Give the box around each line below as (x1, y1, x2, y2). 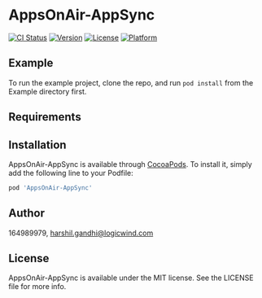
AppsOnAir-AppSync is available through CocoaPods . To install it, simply (8, 159, 252, 169)
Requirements (8, 110, 81, 124)
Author (8, 206, 45, 221)
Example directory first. (8, 86, 87, 96)
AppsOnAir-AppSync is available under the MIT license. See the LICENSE (8, 273, 254, 283)
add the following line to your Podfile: (8, 168, 134, 177)
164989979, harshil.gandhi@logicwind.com (8, 228, 154, 238)
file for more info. (8, 282, 67, 291)
